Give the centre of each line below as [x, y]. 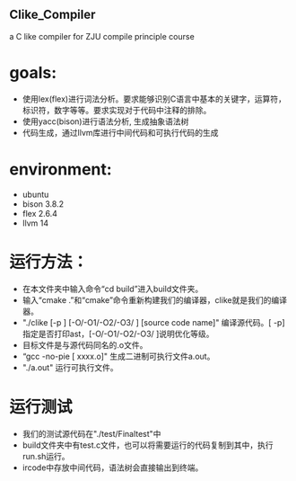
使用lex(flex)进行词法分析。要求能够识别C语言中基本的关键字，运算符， [154, 99]
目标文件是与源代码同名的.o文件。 [85, 344]
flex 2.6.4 [40, 213]
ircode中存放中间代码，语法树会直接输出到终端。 [113, 468]
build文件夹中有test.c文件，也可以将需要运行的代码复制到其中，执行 [148, 445]
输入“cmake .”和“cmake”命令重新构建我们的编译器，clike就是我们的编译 [154, 299]
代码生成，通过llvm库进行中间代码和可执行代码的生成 [120, 132]
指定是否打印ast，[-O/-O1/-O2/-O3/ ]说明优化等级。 [118, 334]
